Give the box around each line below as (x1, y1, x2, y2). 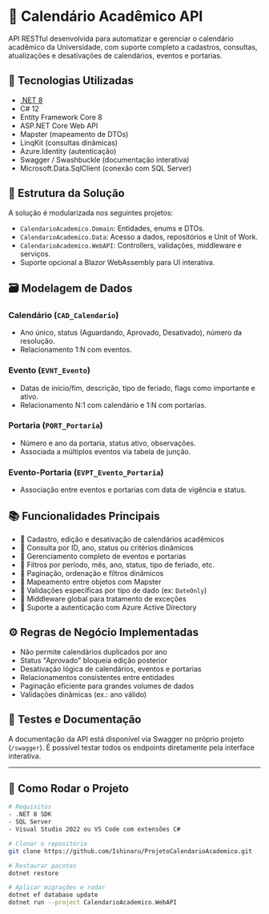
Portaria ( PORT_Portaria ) (8, 420, 103, 431)
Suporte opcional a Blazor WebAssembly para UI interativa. (19, 257, 215, 267)
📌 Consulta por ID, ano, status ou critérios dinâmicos (19, 542, 194, 552)
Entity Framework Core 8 (19, 112, 102, 122)
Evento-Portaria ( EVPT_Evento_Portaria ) (8, 466, 164, 477)
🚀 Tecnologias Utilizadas (8, 74, 134, 87)
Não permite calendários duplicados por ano (19, 646, 167, 656)
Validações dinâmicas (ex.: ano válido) (19, 689, 147, 699)
